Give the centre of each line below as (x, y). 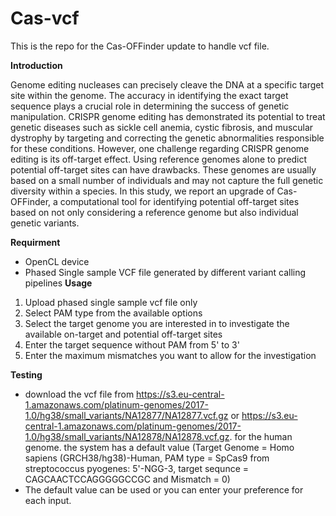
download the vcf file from (79, 394)
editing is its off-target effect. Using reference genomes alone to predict (159, 159)
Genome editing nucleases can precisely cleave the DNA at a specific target (167, 84)
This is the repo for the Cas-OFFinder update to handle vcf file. (140, 46)
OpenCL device (57, 261)
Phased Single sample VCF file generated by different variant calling (165, 272)
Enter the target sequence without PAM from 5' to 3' (132, 344)
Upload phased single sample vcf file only (111, 302)
